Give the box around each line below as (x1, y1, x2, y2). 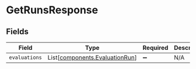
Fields (6, 27, 29, 37)
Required (142, 44, 169, 52)
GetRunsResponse (6, 3, 98, 17)
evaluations (9, 55, 43, 61)
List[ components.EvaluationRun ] (47, 53, 137, 61)
